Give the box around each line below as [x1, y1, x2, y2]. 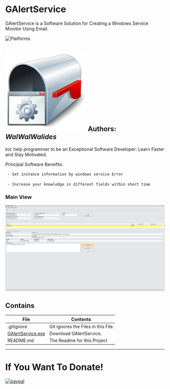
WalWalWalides [5, 133, 57, 141]
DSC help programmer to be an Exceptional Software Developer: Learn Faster [5, 146, 164, 152]
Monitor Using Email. [5, 25, 49, 31]
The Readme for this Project [49, 337, 108, 343]
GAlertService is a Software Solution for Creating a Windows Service [5, 20, 149, 26]
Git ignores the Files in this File [49, 323, 113, 329]
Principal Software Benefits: [5, 161, 63, 167]
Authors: [88, 125, 116, 134]
